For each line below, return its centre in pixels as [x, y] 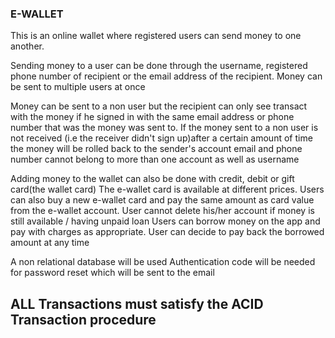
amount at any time [50, 243]
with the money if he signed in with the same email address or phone [152, 117]
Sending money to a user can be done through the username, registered [159, 66]
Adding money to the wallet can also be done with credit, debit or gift [152, 179]
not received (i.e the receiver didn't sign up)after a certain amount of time [161, 138]
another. [27, 46]
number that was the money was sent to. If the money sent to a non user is [164, 128]
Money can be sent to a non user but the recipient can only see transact [159, 106]
